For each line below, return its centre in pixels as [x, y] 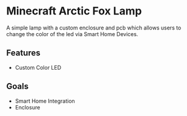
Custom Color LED [38, 67]
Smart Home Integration [45, 101]
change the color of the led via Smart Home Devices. [72, 34]
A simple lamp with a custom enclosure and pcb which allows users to [94, 28]
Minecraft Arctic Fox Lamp [74, 11]
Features [23, 53]
